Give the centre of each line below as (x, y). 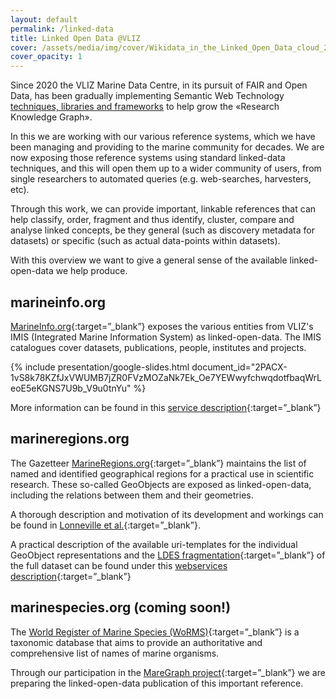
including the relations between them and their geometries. (132, 495)
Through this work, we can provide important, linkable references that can (163, 209)
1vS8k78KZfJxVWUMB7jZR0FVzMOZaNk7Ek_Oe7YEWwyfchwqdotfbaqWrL (166, 377)
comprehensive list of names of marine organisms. (115, 653)
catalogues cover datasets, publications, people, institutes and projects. (158, 347)
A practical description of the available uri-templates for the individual (154, 544)
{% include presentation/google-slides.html (100, 367)
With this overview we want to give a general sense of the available (149, 260)
